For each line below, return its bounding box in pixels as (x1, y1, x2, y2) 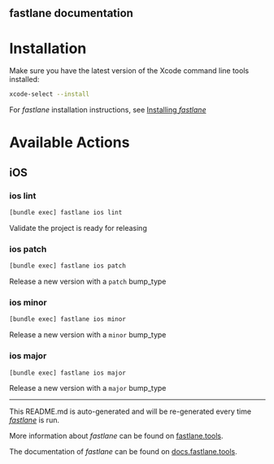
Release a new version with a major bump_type (9, 384, 167, 393)
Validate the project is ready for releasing (9, 223, 147, 232)
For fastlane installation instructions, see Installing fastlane (9, 105, 207, 115)
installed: (9, 75, 40, 85)
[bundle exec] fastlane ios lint (9, 209, 123, 217)
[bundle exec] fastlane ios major (9, 369, 127, 377)
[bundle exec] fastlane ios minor (9, 315, 127, 323)
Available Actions (9, 133, 130, 152)
